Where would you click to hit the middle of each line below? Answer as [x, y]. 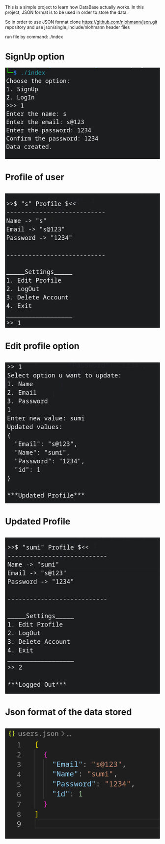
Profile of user [35, 177]
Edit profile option [42, 346]
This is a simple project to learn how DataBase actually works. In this [74, 7]
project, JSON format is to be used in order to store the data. [67, 12]
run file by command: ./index [34, 37]
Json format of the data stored [69, 712]
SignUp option [35, 57]
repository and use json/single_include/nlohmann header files [68, 27]
